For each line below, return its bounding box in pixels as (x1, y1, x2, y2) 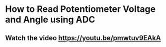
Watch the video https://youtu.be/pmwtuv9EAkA (5, 34, 161, 42)
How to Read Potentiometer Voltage (5, 3, 156, 15)
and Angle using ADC (5, 14, 95, 25)
